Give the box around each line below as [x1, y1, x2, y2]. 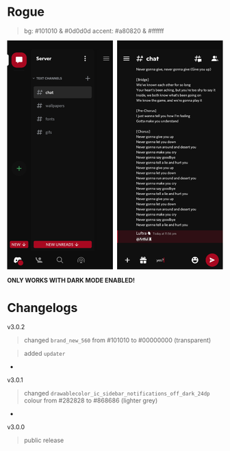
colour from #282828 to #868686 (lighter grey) [23, 396, 158, 404]
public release [23, 436, 64, 445]
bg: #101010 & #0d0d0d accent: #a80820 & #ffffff [23, 27, 164, 35]
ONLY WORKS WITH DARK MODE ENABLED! [7, 276, 136, 285]
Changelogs [7, 300, 78, 315]
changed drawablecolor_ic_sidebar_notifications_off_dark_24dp [23, 389, 210, 398]
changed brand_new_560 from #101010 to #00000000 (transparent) [23, 336, 212, 344]
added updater [23, 350, 66, 358]
